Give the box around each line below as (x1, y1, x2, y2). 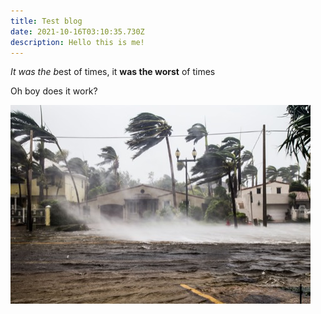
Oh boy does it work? (10, 85, 98, 97)
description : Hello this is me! (10, 37, 145, 47)
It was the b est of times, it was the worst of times (10, 66, 216, 78)
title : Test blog (10, 16, 83, 26)
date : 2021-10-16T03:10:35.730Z (10, 26, 145, 37)
